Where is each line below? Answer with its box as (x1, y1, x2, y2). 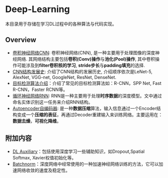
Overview (5, 36, 37, 44)
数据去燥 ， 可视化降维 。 (12, 118, 61, 124)
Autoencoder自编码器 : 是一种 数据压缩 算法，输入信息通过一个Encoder (12, 105, 157, 111)
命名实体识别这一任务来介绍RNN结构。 (12, 99, 93, 105)
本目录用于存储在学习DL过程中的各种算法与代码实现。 (5, 21, 117, 27)
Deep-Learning (5, 4, 70, 15)
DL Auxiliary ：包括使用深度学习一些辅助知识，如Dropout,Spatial (12, 148, 145, 154)
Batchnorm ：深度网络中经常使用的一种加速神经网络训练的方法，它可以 (12, 161, 159, 167)
